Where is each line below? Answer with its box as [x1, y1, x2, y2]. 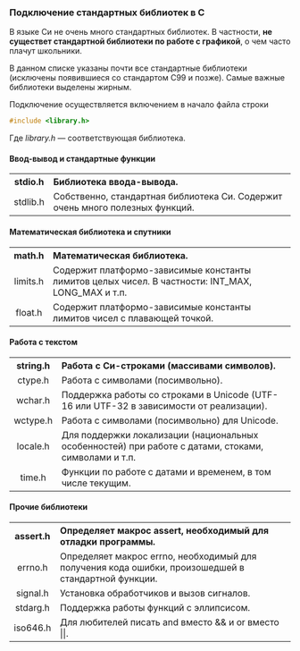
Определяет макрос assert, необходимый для [59, 524, 270, 537]
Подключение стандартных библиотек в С [9, 6, 205, 19]
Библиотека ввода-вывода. [53, 176, 179, 189]
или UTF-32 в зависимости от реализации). [75, 400, 268, 412]
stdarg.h [14, 601, 51, 613]
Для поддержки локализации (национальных [61, 428, 259, 441]
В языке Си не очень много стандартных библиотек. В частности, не [9, 27, 272, 38]
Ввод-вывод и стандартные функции [9, 153, 156, 164]
